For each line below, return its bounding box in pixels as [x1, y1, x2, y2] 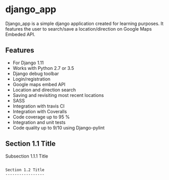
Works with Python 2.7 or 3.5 [12, 65, 74, 71]
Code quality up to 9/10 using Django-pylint [12, 124, 105, 131]
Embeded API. [5, 31, 36, 37]
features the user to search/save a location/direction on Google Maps [5, 25, 152, 32]
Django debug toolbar [12, 70, 59, 76]
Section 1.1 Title [5, 139, 56, 148]
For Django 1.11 [12, 60, 44, 66]
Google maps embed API [12, 81, 66, 87]
